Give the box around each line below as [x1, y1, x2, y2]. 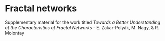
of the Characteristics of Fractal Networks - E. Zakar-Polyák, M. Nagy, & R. [5, 24, 160, 30]
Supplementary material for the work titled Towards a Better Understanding [5, 19, 161, 25]
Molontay [5, 30, 25, 36]
